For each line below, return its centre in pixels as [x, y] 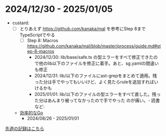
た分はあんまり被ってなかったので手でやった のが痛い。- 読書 [97, 100]
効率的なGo [31, 113]
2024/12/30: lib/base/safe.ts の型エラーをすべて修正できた [94, 57]
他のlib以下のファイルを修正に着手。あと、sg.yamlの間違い [99, 63]
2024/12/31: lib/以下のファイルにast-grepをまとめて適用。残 [96, 76]
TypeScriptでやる [37, 35]
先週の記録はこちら [25, 129]
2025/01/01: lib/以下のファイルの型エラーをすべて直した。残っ [98, 94]
